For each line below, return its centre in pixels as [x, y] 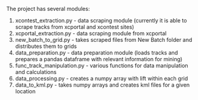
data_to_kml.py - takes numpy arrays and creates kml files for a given [102, 85]
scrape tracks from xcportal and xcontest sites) [75, 27]
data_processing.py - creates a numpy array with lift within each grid [101, 78]
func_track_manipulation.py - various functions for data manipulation [102, 65]
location [25, 91]
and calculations [36, 72]
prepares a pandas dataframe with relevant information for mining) [99, 59]
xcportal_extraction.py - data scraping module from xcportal [91, 33]
